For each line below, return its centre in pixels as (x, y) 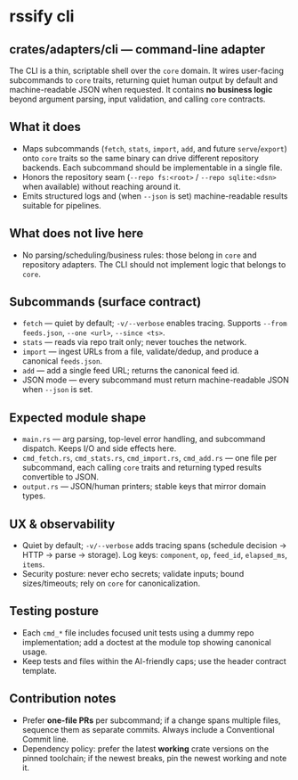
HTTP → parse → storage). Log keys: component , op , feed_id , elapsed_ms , (154, 555)
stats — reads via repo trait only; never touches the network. (134, 342)
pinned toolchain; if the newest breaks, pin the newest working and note (154, 758)
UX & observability (62, 524)
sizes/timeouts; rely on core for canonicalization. (111, 583)
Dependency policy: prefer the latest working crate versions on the (145, 748)
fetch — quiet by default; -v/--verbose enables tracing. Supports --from (154, 324)
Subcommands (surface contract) (105, 302)
